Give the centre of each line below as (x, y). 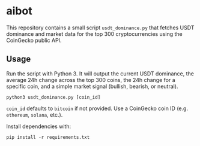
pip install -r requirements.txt (48, 137)
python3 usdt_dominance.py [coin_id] (53, 97)
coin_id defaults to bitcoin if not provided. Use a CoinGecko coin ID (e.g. (97, 108)
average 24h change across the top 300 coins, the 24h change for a (91, 80)
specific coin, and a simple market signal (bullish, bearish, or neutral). (92, 86)
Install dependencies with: (39, 126)
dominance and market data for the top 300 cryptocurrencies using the (94, 34)
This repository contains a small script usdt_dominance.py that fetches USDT (100, 28)
